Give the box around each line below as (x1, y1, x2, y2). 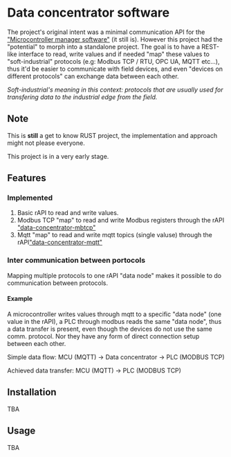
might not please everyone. (7, 139, 85, 147)
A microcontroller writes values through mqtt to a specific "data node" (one (7, 310, 222, 318)
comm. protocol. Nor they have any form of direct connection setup (7, 331, 200, 340)
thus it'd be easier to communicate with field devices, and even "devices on (7, 64, 223, 73)
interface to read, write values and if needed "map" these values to (18, 50, 210, 58)
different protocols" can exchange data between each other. (7, 71, 179, 80)
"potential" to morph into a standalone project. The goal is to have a (7, 42, 201, 51)
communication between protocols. (7, 279, 109, 287)
